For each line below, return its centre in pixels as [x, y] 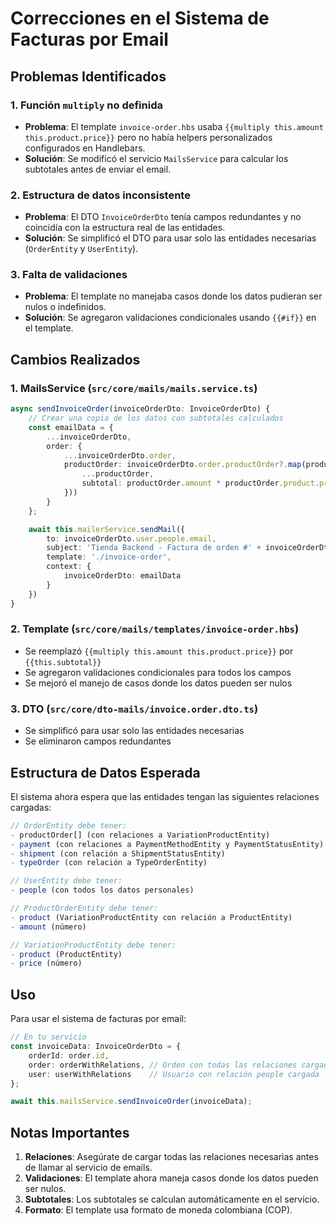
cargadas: [31, 807]
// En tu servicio [48, 1037]
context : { [69, 567]
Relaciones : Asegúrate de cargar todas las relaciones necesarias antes [171, 1157]
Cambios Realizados [75, 359]
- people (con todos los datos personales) [102, 890]
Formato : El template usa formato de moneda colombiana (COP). [158, 1210]
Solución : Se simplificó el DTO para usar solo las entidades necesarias [170, 238]
